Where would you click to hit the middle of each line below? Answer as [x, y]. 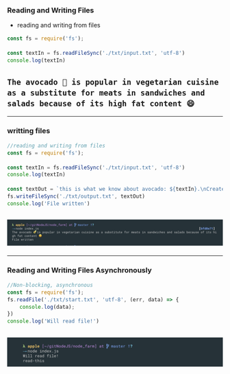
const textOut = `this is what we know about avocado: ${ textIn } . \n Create [116, 189]
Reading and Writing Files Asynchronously [79, 270]
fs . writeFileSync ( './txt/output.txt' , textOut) [76, 197]
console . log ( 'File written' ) [49, 203]
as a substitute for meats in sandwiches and [106, 93]
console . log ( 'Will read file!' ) [53, 321]
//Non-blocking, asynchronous [50, 285]
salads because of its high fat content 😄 [101, 104]
